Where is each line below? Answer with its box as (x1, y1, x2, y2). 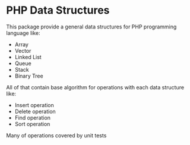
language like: (6, 29, 40, 36)
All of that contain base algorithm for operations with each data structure (6, 83, 185, 91)
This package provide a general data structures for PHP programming (6, 23, 177, 30)
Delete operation (14, 108, 56, 115)
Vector (14, 47, 31, 54)
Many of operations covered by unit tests (6, 131, 107, 139)
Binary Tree (14, 72, 43, 79)
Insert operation (14, 101, 55, 108)
